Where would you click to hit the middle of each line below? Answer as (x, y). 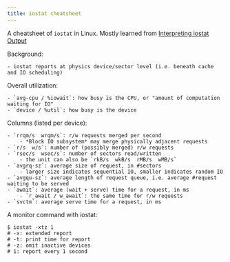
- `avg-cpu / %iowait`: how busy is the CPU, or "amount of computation (114, 98)
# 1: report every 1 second (48, 251)
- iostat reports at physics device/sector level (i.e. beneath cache (111, 66)
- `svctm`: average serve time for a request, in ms (84, 202)
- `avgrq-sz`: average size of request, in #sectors (84, 165)
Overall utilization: (33, 85)
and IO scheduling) (35, 72)
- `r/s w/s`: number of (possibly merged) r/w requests (91, 148)
